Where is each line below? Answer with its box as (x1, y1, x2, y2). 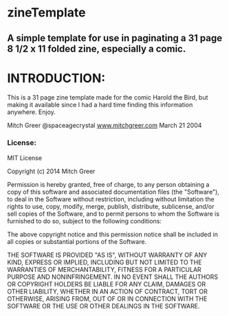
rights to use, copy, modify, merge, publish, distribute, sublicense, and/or (7, 202, 215, 210)
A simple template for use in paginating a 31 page (7, 32, 223, 44)
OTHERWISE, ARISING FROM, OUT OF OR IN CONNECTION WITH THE (7, 294, 208, 303)
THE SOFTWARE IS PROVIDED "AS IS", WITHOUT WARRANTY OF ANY (7, 251, 208, 259)
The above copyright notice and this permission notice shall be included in (7, 230, 218, 238)
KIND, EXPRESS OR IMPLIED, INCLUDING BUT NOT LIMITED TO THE (7, 258, 202, 266)
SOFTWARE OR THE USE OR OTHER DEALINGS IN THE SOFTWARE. (7, 302, 200, 310)
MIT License (7, 153, 43, 162)
